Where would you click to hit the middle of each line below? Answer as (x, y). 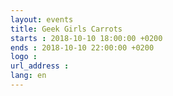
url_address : (40, 66)
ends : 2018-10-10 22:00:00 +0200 (82, 47)
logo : (24, 57)
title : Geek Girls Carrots (66, 29)
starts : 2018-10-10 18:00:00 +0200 (86, 38)
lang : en (28, 76)
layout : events (42, 19)
